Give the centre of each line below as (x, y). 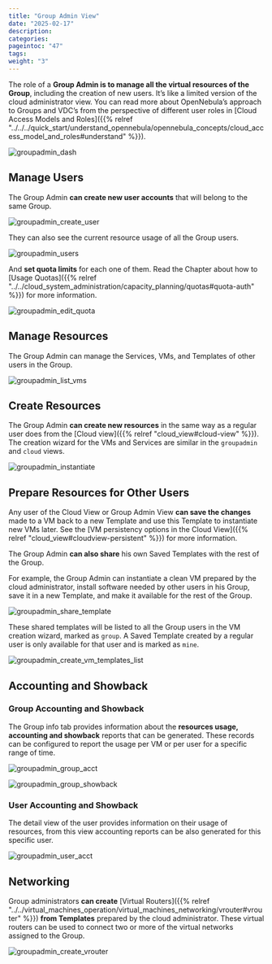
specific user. (31, 840)
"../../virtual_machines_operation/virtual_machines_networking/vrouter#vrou (136, 909)
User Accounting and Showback (73, 805)
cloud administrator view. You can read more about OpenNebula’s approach (135, 102)
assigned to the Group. (47, 936)
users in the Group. (41, 364)
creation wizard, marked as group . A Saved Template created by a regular (131, 636)
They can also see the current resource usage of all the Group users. (124, 238)
